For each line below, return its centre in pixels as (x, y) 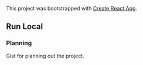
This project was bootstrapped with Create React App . (72, 8)
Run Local (25, 26)
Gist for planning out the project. (45, 56)
